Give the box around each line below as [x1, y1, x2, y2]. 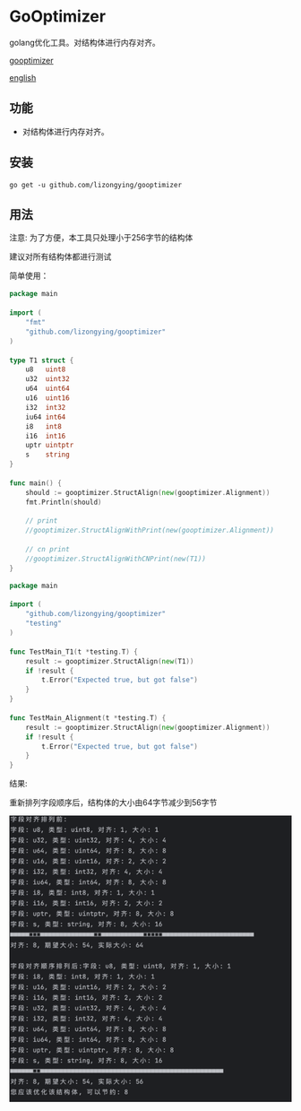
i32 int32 [25, 403, 66, 412]
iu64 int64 [25, 412, 66, 421]
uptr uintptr [25, 441, 74, 450]
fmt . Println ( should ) [25, 498, 102, 507]
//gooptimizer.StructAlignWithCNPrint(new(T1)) [25, 554, 206, 563]
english [9, 72, 37, 82]
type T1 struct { [9, 356, 74, 365]
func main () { [9, 478, 63, 488]
